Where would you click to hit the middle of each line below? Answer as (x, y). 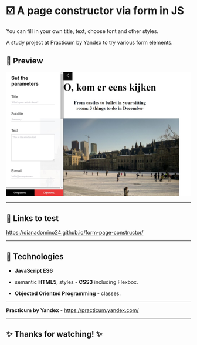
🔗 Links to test (33, 218)
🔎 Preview (25, 61)
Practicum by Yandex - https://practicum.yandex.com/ (72, 310)
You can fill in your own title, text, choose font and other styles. (82, 31)
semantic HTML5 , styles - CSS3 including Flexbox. (76, 282)
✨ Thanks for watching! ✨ (54, 334)
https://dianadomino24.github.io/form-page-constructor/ (75, 233)
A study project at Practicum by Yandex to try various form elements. (89, 42)
